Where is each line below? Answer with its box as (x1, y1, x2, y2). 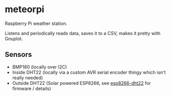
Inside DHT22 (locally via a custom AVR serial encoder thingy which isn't (12, 69, 166, 75)
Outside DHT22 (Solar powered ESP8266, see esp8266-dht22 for (12, 80, 152, 86)
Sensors (5, 50, 32, 59)
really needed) (12, 75, 43, 81)
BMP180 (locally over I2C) (12, 63, 67, 70)
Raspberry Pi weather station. (5, 20, 68, 26)
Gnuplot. (5, 36, 23, 42)
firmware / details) (12, 85, 52, 91)
